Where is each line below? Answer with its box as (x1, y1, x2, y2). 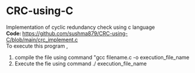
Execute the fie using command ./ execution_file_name (14, 60, 147, 67)
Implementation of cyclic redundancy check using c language (6, 24, 155, 31)
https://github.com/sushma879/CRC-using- (22, 29, 128, 36)
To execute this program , (6, 42, 68, 49)
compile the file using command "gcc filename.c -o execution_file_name (14, 54, 190, 61)
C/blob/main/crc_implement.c (6, 36, 78, 43)
